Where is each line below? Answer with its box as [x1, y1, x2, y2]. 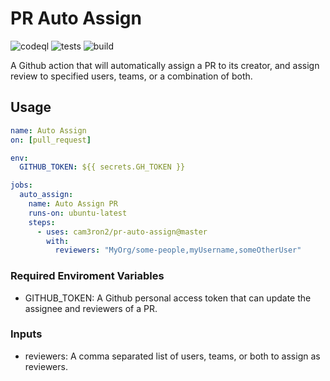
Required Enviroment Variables [10, 269, 165, 283]
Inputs [10, 327, 43, 341]
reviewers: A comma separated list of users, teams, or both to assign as [24, 350, 321, 362]
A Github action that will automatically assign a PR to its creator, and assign [10, 59, 320, 71]
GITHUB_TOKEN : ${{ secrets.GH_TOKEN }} [19, 162, 186, 172]
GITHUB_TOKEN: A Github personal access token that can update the [24, 292, 312, 304]
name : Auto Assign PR [28, 199, 118, 209]
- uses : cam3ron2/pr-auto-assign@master [36, 227, 208, 237]
